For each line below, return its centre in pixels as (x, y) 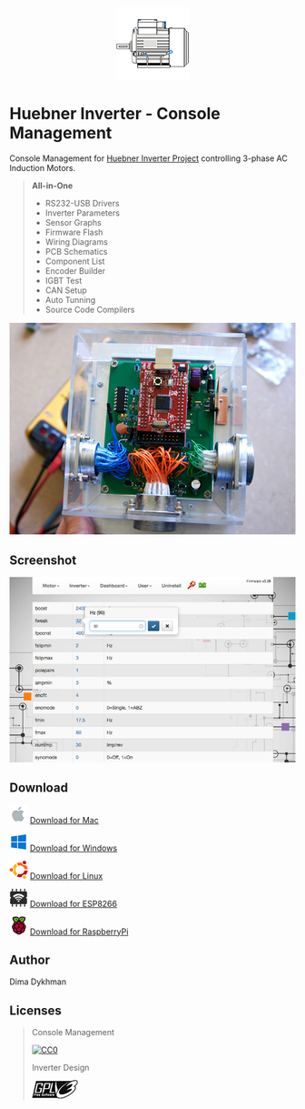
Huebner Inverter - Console (115, 114)
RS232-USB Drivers (82, 203)
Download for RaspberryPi (79, 932)
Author (30, 960)
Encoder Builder (75, 270)
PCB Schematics (76, 251)
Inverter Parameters (83, 213)
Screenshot (43, 560)
